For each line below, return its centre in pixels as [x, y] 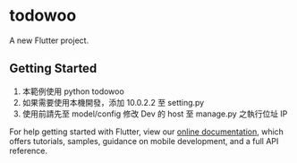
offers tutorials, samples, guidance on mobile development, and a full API [144, 141]
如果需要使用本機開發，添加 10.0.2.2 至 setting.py [113, 102]
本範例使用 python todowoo [73, 91]
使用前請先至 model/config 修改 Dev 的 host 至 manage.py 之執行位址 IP [155, 114]
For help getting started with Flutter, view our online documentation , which [147, 132]
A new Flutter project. [49, 40]
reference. [28, 150]
